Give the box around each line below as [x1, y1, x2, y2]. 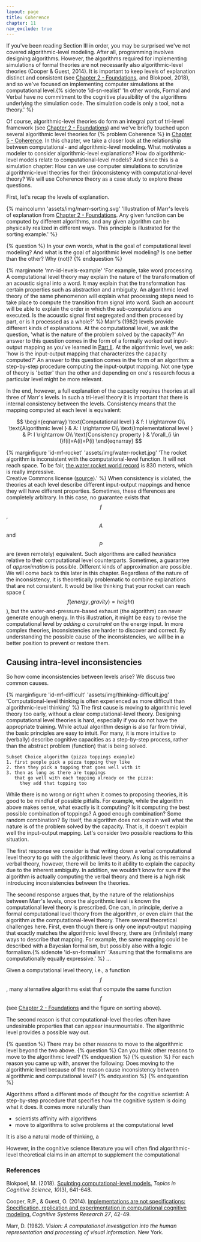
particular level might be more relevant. [6, 376, 103, 383]
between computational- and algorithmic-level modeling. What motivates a [6, 143, 191, 151]
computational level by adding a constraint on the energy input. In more [6, 620, 184, 628]
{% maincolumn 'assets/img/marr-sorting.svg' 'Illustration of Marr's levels [6, 205, 189, 213]
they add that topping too [19, 781, 87, 787]
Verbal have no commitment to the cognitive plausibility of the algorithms [6, 93, 187, 101]
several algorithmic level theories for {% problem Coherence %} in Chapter [6, 131, 192, 138]
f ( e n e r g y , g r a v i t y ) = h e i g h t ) [67, 598, 135, 605]
